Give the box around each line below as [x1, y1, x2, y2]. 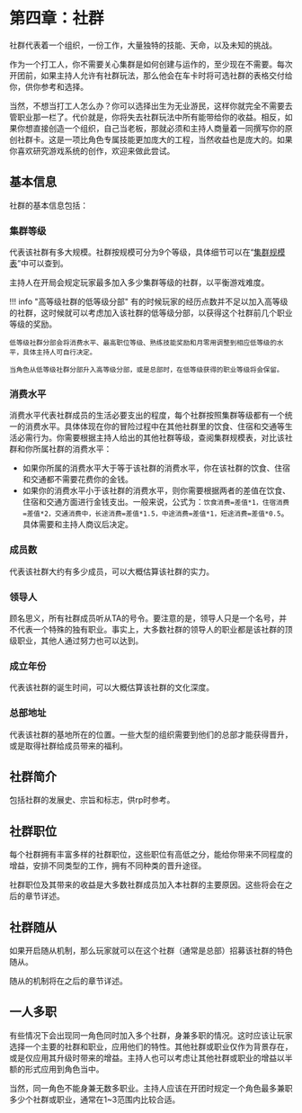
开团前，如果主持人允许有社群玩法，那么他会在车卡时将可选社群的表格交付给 [9, 69, 293, 81]
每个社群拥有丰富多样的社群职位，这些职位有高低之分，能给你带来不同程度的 [9, 849, 293, 860]
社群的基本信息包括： [9, 200, 88, 211]
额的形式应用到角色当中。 [9, 1064, 104, 1074]
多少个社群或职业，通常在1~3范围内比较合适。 [9, 1094, 181, 1105]
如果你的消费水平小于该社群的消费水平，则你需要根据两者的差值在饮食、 [22, 485, 290, 496]
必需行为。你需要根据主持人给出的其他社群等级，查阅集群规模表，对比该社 [16, 433, 293, 444]
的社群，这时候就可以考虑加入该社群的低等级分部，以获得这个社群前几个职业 [9, 308, 293, 319]
